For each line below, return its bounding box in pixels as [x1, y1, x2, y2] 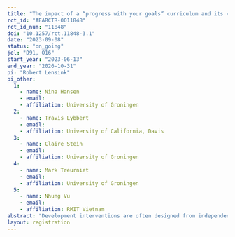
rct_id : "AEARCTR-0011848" [7, 17, 86, 24]
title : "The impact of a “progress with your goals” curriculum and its [7, 10, 224, 18]
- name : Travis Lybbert [20, 114, 90, 121]
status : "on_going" [7, 43, 64, 50]
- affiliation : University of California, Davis [20, 128, 164, 135]
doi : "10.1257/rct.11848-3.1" [7, 29, 96, 37]
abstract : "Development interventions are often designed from [7, 212, 196, 219]
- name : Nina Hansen [20, 88, 80, 95]
